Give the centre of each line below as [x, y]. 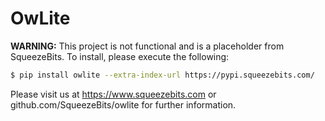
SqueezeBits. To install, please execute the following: [120, 56]
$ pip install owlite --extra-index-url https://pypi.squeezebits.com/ [162, 75]
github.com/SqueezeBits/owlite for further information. [123, 104]
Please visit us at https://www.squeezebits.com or [113, 94]
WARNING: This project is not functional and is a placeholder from [147, 46]
